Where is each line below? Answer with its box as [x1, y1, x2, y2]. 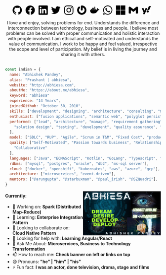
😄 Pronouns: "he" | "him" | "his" [12, 259, 82, 265]
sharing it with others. [61, 52, 105, 57]
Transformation [12, 246, 45, 252]
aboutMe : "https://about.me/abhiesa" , [9, 88, 90, 93]
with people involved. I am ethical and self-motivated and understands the [7, 36, 159, 41]
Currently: [5, 193, 27, 199]
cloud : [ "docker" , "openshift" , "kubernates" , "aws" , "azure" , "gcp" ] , [9, 166, 161, 171]
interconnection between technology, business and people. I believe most [8, 25, 158, 31]
